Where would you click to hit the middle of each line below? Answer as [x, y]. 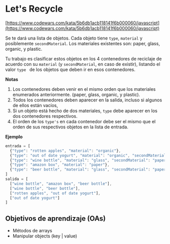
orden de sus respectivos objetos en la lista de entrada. [70, 127]
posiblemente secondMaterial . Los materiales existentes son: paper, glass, [83, 43]
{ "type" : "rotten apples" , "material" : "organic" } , [66, 151]
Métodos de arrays [32, 231]
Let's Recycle [34, 9]
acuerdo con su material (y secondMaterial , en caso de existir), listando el [83, 64]
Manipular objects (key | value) [45, 236]
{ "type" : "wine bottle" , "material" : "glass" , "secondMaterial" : [80, 160]
